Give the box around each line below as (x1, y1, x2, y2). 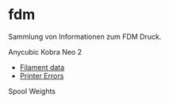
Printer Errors (19, 71, 64, 80)
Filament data (19, 62, 65, 72)
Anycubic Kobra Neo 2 (8, 47, 82, 56)
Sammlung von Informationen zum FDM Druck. (8, 32, 162, 41)
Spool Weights (8, 86, 56, 96)
